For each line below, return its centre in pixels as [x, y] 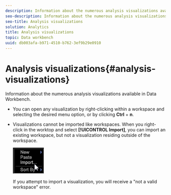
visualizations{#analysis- [101, 69]
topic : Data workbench [29, 38]
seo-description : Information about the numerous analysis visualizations [86, 16]
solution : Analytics [27, 27]
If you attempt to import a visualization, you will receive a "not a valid [85, 181]
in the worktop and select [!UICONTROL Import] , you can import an [95, 129]
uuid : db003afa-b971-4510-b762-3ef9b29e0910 [53, 43]
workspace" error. [32, 187]
